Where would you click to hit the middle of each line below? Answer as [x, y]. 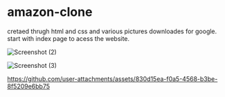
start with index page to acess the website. [69, 38]
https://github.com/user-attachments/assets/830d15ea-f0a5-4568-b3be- [112, 79]
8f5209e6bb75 [29, 86]
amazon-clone [50, 12]
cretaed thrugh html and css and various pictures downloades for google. [112, 31]
